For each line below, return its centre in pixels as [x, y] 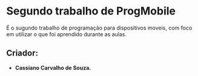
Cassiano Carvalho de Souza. [53, 68]
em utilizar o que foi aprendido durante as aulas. [67, 34]
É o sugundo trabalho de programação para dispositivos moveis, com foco [99, 28]
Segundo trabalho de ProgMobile [91, 11]
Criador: [22, 53]
